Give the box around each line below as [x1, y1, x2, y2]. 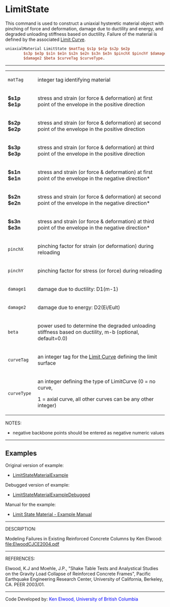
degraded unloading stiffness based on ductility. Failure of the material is [5, 31, 157, 37]
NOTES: [5, 420, 22, 426]
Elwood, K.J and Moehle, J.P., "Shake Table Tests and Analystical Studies [5, 566, 158, 572]
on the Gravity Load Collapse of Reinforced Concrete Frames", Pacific [5, 571, 151, 577]
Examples [5, 449, 37, 457]
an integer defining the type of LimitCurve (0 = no [37, 378, 156, 385]
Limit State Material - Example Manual [12, 511, 92, 517]
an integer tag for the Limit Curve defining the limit [37, 353, 157, 360]
